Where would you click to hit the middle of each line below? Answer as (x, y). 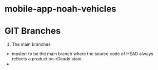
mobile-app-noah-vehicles (60, 9)
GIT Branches (33, 31)
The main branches (31, 44)
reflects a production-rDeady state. (47, 59)
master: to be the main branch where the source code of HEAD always (82, 54)
